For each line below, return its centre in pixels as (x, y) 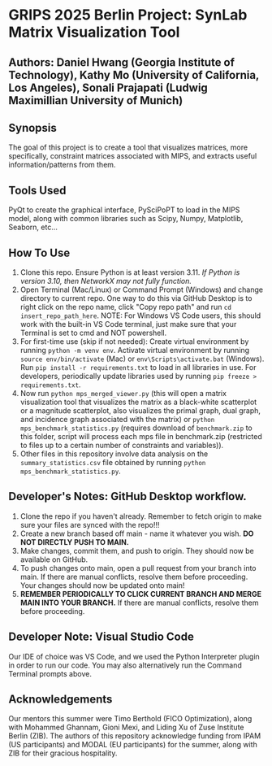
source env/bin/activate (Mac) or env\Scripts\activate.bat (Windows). (142, 359)
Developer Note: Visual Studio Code (101, 637)
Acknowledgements (60, 700)
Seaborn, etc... (33, 227)
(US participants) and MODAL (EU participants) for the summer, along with (133, 745)
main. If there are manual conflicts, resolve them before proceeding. (134, 577)
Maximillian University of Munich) (96, 100)
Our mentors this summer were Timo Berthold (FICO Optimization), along (130, 719)
